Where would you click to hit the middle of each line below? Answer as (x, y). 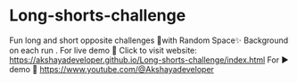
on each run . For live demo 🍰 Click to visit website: (103, 50)
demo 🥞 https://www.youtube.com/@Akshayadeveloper (111, 69)
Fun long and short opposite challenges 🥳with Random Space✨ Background (149, 40)
